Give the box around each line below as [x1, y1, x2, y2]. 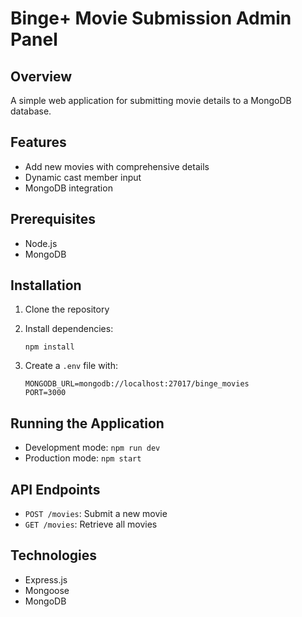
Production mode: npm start [24, 452, 142, 464]
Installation [10, 277, 82, 294]
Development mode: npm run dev [24, 442, 161, 454]
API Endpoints [10, 481, 101, 498]
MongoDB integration [24, 182, 113, 194]
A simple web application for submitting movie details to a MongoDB [10, 95, 292, 106]
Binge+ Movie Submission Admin [10, 7, 292, 30]
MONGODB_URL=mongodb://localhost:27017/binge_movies [24, 379, 250, 389]
